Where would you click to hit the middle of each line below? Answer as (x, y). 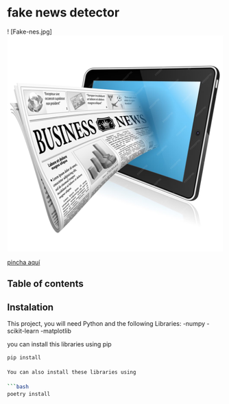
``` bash (18, 387)
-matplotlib (56, 331)
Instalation (30, 307)
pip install (24, 358)
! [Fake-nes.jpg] (30, 32)
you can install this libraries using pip (59, 344)
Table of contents (45, 284)
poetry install (29, 394)
